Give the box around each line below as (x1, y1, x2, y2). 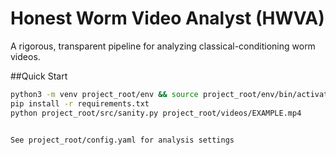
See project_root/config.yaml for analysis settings (10, 135, 235, 145)
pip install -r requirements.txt (10, 98, 150, 109)
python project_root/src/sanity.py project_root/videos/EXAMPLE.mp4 (10, 108, 302, 118)
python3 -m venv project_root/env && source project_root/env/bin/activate (10, 89, 333, 99)
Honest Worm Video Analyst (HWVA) (10, 7, 325, 30)
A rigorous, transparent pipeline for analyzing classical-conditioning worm (10, 40, 316, 52)
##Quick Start (10, 70, 68, 82)
